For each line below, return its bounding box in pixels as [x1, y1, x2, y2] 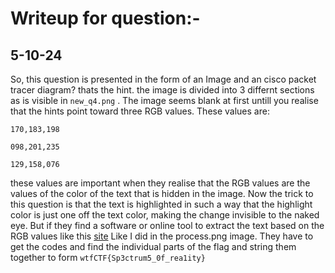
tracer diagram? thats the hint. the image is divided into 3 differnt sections [10, 84, 315, 96]
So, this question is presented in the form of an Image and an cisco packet [10, 73, 317, 85]
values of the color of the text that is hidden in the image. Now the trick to [10, 188, 314, 199]
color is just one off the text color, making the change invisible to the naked [10, 209, 320, 221]
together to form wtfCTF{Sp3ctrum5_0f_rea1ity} [10, 252, 206, 263]
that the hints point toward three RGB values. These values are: [10, 105, 270, 117]
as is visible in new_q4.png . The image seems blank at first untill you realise [10, 95, 319, 106]
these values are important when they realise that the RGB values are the [10, 177, 311, 189]
